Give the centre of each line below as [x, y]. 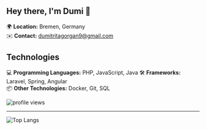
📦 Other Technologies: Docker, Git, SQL [58, 88]
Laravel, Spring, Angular [37, 81]
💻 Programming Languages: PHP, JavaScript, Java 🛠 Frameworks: [93, 72]
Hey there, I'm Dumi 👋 [48, 11]
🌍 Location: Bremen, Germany [46, 26]
